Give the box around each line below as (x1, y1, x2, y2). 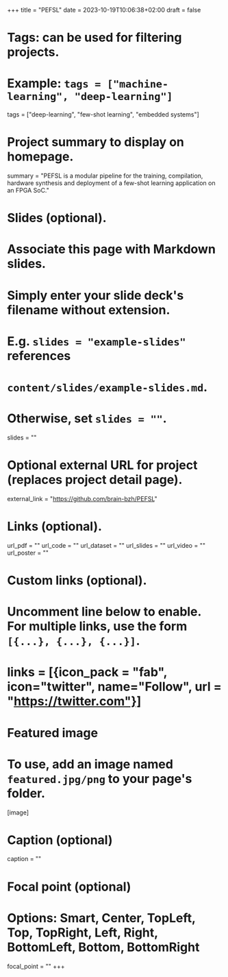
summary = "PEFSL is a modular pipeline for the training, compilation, (7, 171, 203, 180)
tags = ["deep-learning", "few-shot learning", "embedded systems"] (7, 110, 200, 119)
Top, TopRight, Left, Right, (7, 925, 159, 940)
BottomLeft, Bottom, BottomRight (7, 939, 200, 955)
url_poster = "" (7, 548, 49, 557)
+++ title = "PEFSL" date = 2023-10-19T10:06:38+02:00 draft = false (7, 6, 201, 14)
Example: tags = (7, 75, 101, 91)
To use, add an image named (7, 756, 173, 772)
